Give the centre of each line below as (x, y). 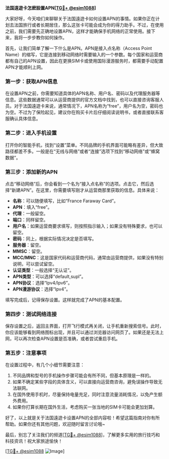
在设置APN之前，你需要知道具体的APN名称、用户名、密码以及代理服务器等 (83, 93)
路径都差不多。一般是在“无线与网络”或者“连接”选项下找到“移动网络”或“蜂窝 (82, 151)
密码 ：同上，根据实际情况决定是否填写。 (54, 239)
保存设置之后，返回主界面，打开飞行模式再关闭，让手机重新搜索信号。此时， (84, 326)
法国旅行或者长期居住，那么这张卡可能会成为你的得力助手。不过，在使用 (89, 25)
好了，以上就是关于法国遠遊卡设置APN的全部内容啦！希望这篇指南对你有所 (82, 418)
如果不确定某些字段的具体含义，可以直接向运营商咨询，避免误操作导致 (85, 382)
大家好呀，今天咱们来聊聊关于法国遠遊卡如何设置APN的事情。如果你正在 (80, 19)
